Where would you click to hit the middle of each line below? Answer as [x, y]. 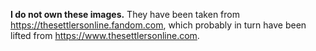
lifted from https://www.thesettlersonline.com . [105, 35]
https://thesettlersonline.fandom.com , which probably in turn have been [158, 25]
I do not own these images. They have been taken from [125, 14]
